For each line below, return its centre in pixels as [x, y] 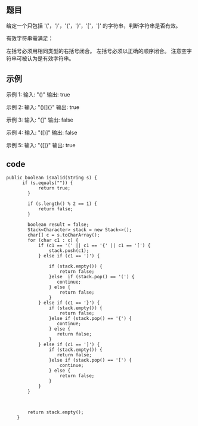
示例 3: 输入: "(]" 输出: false [40, 120]
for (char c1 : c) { [53, 240]
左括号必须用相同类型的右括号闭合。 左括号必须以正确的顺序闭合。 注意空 [96, 51]
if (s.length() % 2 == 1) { [62, 204]
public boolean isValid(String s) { [52, 178]
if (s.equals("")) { [47, 183]
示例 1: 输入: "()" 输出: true [38, 94]
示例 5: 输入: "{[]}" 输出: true [41, 145]
